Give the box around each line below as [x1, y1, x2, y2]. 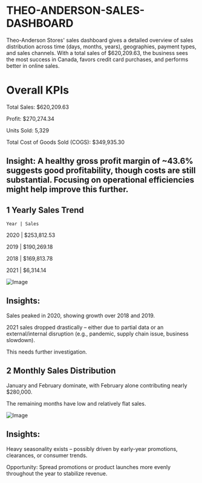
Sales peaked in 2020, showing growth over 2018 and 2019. [6, 312, 155, 319]
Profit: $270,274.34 [6, 115, 54, 122]
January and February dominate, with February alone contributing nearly [6, 381, 187, 389]
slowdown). [6, 336, 35, 343]
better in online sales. [6, 62, 60, 70]
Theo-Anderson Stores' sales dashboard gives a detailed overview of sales [6, 36, 194, 44]
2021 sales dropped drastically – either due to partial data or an [6, 323, 164, 331]
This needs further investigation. [6, 348, 88, 355]
